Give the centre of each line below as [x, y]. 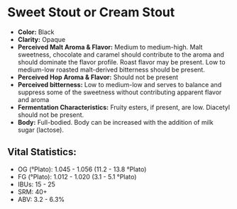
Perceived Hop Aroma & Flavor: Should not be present [98, 77]
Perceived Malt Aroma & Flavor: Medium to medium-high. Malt [110, 47]
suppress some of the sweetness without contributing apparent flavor [120, 92]
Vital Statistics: [42, 152]
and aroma [33, 99]
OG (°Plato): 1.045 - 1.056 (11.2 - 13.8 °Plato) [82, 169]
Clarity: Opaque [42, 39]
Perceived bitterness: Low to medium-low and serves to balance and [120, 84]
